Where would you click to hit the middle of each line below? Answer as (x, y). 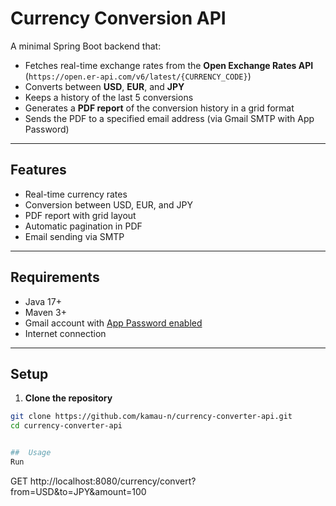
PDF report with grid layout (80, 215)
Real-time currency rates (76, 194)
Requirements (55, 277)
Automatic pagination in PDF (83, 226)
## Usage (31, 453)
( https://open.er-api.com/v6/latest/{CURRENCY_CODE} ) (138, 76)
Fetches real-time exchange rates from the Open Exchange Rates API (169, 65)
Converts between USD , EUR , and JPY (104, 86)
